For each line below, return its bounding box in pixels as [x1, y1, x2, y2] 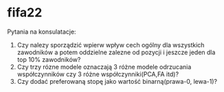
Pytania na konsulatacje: [7, 27, 77, 36]
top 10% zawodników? [16, 55, 81, 63]
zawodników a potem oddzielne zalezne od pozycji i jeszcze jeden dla [16, 48, 216, 56]
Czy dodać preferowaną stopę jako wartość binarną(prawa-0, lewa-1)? [16, 77, 218, 85]
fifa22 [7, 5, 43, 21]
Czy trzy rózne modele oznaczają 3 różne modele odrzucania [16, 62, 192, 71]
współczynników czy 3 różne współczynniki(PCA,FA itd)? [16, 70, 179, 78]
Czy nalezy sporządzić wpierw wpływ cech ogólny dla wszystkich [16, 41, 205, 49]
